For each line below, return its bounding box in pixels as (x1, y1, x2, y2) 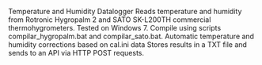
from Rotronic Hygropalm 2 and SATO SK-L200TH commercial (8, 15, 211, 24)
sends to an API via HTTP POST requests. (8, 49, 145, 57)
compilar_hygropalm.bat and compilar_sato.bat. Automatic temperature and (8, 31, 255, 41)
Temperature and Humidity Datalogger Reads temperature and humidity (8, 7, 242, 16)
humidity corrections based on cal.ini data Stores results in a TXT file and (8, 40, 248, 49)
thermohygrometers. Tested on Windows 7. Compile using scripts (8, 23, 222, 32)
